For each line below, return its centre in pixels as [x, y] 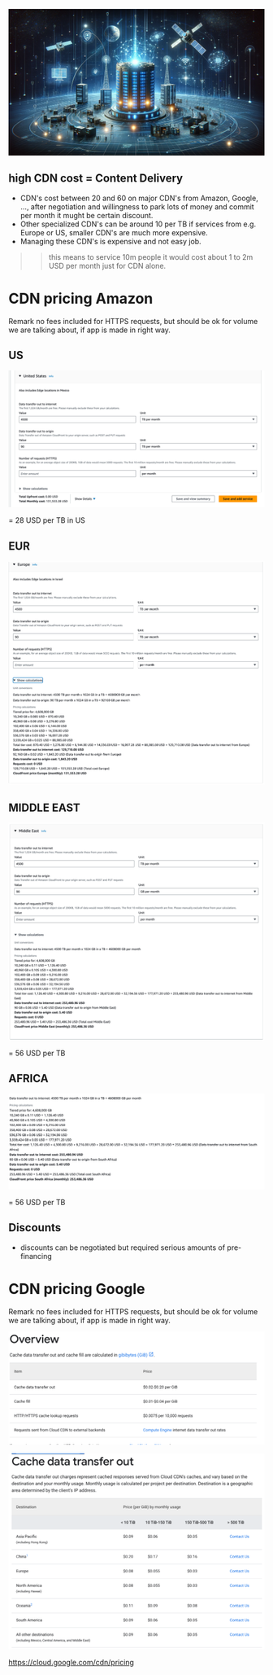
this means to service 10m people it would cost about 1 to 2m [151, 257]
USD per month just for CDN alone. [107, 265]
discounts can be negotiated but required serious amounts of [123, 1247]
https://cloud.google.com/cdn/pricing [71, 1662]
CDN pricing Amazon [81, 298]
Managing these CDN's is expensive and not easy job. [110, 241]
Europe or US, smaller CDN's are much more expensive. [114, 232]
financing [36, 1256]
